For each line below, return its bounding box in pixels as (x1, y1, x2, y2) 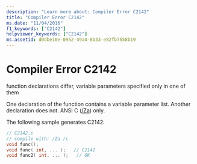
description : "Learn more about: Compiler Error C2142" (6, 8, 149, 15)
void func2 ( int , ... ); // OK (6, 153, 90, 159)
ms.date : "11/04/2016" (6, 20, 63, 26)
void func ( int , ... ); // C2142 (6, 147, 96, 153)
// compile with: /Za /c (6, 136, 69, 142)
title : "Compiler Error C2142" (6, 14, 85, 20)
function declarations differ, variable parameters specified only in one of (6, 82, 186, 90)
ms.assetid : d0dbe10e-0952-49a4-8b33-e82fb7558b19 (6, 37, 136, 43)
